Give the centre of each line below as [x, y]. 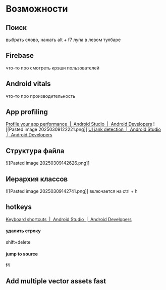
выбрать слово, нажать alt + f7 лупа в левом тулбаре [63, 40]
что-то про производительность [41, 96]
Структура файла [35, 151]
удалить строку [23, 231]
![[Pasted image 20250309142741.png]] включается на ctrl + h [72, 191]
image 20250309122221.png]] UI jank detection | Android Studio [93, 129]
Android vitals [28, 84]
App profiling [27, 112]
